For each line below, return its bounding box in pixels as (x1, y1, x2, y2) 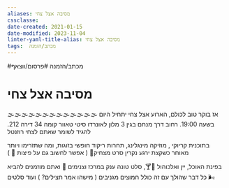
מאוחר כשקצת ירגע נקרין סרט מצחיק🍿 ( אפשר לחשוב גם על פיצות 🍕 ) (7, 148, 189, 157)
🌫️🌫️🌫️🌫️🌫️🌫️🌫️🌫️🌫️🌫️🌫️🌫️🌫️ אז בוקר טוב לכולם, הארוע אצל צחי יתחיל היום (7, 110, 219, 118)
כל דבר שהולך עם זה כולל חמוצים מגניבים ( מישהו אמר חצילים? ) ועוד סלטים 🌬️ (7, 173, 215, 181)
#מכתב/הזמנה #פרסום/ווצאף (7, 62, 84, 70)
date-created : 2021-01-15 (7, 23, 82, 30)
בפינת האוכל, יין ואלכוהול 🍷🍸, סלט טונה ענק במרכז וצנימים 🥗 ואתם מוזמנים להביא (7, 162, 222, 171)
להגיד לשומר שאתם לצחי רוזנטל (7, 127, 91, 136)
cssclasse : (7, 17, 39, 24)
